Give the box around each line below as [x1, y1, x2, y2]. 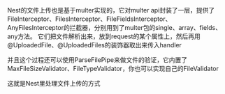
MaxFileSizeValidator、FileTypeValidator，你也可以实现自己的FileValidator [7, 65, 219, 72]
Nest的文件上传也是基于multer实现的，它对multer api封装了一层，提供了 [7, 6, 215, 14]
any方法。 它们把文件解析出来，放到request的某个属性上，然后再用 [7, 32, 201, 40]
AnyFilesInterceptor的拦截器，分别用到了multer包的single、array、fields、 [7, 24, 222, 31]
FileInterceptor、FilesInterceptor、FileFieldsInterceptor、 [7, 15, 172, 23]
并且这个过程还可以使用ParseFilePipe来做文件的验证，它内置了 [7, 56, 187, 64]
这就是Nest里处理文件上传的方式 [7, 79, 101, 87]
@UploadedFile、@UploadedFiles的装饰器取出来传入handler [7, 41, 182, 49]
